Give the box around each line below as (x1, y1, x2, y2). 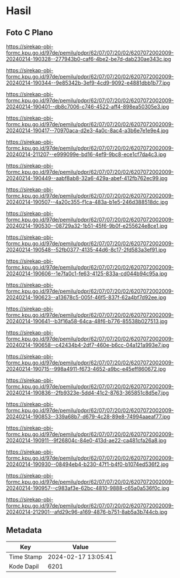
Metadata (6, 525, 42, 535)
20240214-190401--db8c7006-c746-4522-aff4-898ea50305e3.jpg (6, 103, 169, 110)
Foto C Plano (6, 28, 53, 38)
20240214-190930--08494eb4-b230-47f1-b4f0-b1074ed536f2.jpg (6, 461, 169, 468)
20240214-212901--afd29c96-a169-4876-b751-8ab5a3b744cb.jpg (6, 509, 168, 515)
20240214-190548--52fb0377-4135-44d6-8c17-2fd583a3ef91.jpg (6, 246, 167, 253)
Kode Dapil (9, 562, 39, 570)
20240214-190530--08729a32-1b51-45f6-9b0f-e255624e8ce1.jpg (6, 222, 168, 229)
